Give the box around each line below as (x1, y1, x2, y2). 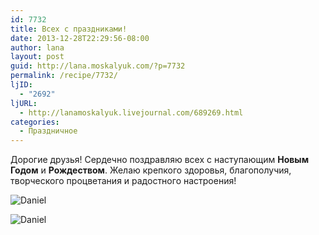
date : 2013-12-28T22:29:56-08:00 (10, 33, 150, 43)
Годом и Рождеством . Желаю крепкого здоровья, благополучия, (10, 164, 292, 176)
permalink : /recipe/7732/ (10, 71, 118, 81)
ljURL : (10, 98, 38, 108)
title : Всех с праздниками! (10, 24, 128, 34)
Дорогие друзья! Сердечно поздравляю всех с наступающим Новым (10, 154, 310, 166)
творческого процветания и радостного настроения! (10, 175, 237, 187)
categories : (10, 117, 60, 127)
